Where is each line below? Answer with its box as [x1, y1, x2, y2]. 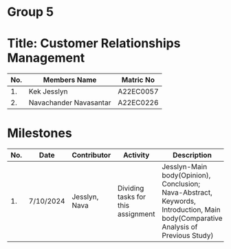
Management [7, 50, 85, 66]
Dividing [117, 184, 144, 193]
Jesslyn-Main [161, 162, 208, 172]
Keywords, [161, 197, 196, 206]
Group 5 [7, 4, 54, 20]
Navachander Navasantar [28, 98, 111, 107]
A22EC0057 [118, 87, 159, 96]
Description [173, 151, 212, 160]
